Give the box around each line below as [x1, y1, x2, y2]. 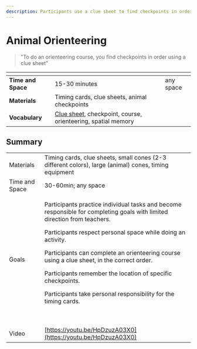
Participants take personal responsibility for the [44, 290, 175, 298]
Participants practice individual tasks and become [44, 201, 182, 209]
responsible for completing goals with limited [44, 208, 168, 216]
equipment [44, 168, 74, 177]
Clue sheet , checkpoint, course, [55, 110, 142, 118]
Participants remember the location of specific [44, 269, 172, 277]
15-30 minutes [55, 80, 98, 88]
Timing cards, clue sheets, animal [55, 93, 147, 101]
